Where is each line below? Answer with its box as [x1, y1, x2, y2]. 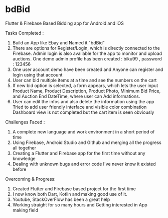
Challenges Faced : [5, 119, 45, 125]
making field [12, 207, 39, 213]
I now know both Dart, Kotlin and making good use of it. [12, 191, 128, 197]
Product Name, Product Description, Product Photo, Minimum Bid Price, [12, 88, 161, 94]
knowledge [12, 155, 36, 162]
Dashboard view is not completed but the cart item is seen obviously [12, 109, 154, 115]
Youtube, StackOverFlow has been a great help [12, 196, 110, 202]
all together [12, 144, 37, 151]
